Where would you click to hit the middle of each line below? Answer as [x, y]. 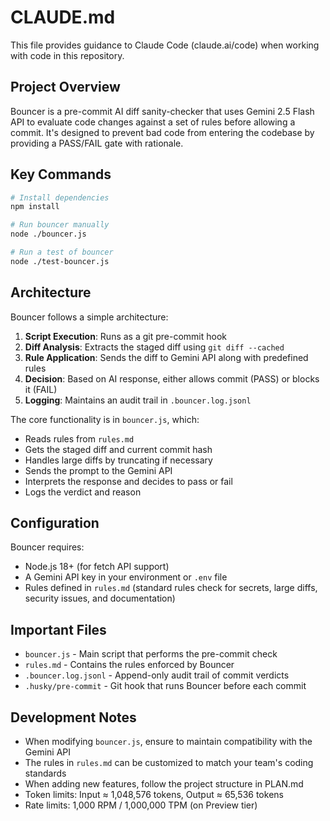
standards [45, 773]
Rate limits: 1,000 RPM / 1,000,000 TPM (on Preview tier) [141, 805]
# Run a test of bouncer [62, 252]
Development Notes [73, 717]
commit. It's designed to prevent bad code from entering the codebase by [162, 132]
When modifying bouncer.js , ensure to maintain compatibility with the [168, 742]
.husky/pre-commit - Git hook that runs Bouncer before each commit [165, 686]
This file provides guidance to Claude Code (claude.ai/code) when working [165, 45]
